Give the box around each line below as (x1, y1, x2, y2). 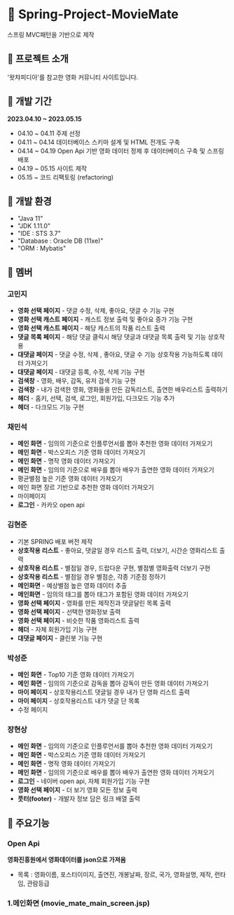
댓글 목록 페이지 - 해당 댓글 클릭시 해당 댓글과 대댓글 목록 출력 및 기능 (17, 333, 207, 341)
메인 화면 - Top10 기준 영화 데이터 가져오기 (17, 670, 135, 679)
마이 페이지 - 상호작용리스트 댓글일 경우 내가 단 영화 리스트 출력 (17, 688, 191, 696)
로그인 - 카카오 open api (17, 501, 85, 509)
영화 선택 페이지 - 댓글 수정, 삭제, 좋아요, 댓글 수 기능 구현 (17, 307, 174, 315)
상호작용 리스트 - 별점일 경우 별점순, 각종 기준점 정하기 (17, 572, 166, 581)
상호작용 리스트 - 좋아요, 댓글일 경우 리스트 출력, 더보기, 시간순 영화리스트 (17, 546, 219, 554)
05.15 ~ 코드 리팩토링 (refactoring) (17, 173, 114, 181)
